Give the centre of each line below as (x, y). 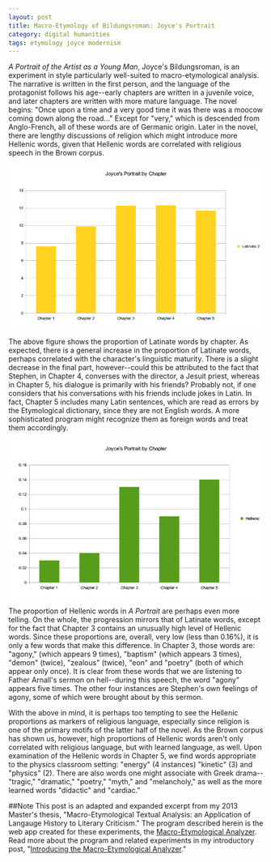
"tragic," (22, 782)
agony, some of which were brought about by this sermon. (106, 698)
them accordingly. (38, 428)
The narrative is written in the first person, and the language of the (119, 84)
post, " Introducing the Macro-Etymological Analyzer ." (97, 849)
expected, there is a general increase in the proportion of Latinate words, (130, 350)
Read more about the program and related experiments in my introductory (131, 841)
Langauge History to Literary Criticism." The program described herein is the (136, 823)
